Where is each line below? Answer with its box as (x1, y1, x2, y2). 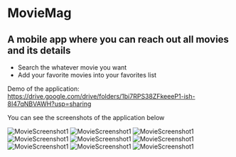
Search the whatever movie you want (17, 63, 127, 72)
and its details (7, 44, 71, 56)
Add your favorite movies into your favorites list (17, 71, 157, 79)
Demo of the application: (7, 85, 80, 93)
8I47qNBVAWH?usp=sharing (7, 99, 92, 108)
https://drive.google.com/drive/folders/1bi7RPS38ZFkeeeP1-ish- (7, 92, 195, 100)
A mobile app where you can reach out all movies (7, 33, 230, 45)
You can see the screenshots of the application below (7, 114, 165, 121)
